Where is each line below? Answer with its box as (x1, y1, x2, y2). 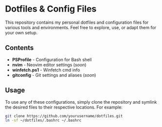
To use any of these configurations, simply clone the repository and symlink (5, 99, 157, 105)
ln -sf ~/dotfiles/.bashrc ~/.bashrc (5, 118, 82, 123)
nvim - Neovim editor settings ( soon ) (12, 62, 87, 67)
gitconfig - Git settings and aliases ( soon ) (12, 72, 96, 78)
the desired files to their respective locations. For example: (5, 104, 123, 110)
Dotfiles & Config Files (5, 3, 97, 15)
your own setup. (5, 30, 38, 35)
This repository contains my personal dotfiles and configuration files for (5, 19, 149, 25)
